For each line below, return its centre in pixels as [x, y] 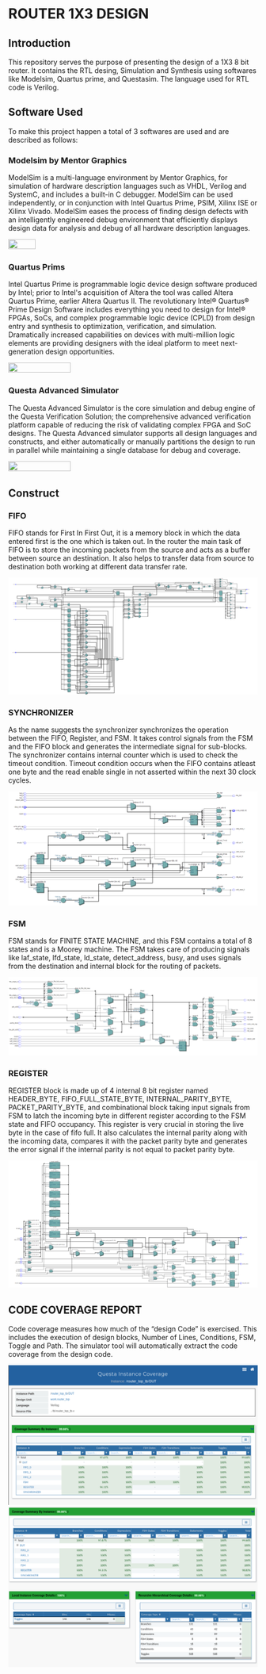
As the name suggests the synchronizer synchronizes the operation [119, 730]
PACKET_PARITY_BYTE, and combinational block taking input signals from [129, 1107]
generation [26, 352]
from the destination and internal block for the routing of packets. [115, 966]
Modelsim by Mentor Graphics [68, 160]
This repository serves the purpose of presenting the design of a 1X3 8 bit [129, 62]
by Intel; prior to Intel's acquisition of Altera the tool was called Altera [121, 293]
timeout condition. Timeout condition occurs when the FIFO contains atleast [132, 763]
